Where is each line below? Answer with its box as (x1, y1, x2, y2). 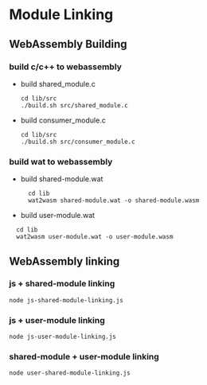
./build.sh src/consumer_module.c (20, 138, 135, 146)
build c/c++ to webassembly (9, 61, 123, 72)
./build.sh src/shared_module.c (20, 101, 128, 109)
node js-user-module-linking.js (9, 332, 116, 341)
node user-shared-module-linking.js (9, 369, 131, 377)
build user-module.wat (20, 211, 95, 220)
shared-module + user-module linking (9, 352, 160, 363)
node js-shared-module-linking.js (9, 296, 124, 304)
